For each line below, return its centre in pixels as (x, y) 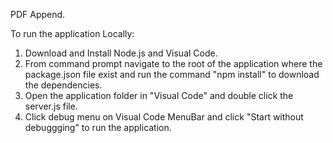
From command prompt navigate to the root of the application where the (173, 63)
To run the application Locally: (72, 33)
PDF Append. (38, 14)
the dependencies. (63, 85)
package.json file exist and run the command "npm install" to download (172, 74)
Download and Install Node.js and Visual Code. (121, 53)
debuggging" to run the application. (98, 127)
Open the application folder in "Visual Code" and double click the (159, 95)
